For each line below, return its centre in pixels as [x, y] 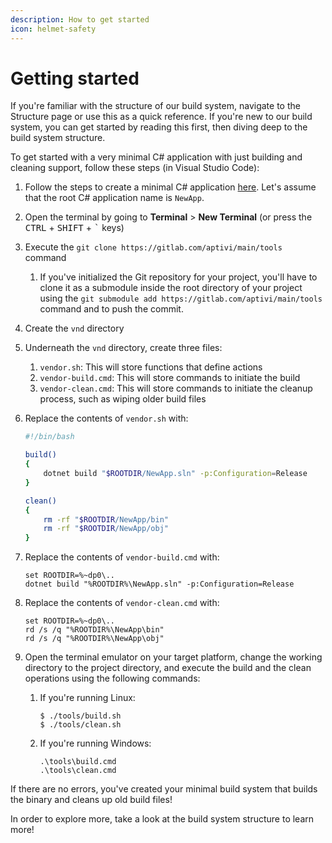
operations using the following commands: [112, 678]
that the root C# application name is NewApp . [114, 198]
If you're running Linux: [87, 698]
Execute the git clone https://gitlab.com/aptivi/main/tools [153, 247]
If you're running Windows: [95, 743]
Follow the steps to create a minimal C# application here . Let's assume [170, 187]
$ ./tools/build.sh [80, 716]
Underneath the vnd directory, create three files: [123, 348]
